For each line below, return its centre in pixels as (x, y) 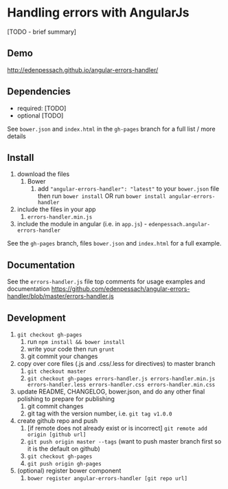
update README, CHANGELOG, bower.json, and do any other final (111, 391)
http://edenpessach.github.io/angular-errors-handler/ (83, 69)
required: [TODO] (42, 108)
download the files (43, 174)
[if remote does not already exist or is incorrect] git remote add (117, 428)
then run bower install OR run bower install (102, 196)
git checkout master (57, 371)
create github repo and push (57, 421)
